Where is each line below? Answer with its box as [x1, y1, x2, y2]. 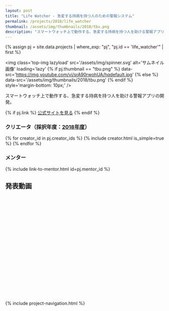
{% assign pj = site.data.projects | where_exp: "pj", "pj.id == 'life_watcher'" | [5, 44, 164, 50]
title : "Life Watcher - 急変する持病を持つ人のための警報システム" [5, 13, 135, 19]
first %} [5, 49, 21, 55]
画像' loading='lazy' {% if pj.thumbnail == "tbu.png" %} [5, 66, 121, 72]
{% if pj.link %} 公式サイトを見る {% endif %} [5, 110, 100, 116]
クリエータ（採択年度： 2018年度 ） [5, 123, 90, 131]
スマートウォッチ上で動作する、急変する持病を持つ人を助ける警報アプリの [5, 93, 160, 99]
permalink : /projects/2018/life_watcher [5, 19, 92, 24]
